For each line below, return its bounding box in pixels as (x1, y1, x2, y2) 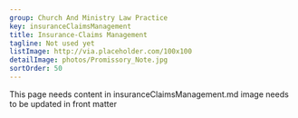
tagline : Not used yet (9, 38, 95, 48)
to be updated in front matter (9, 98, 118, 109)
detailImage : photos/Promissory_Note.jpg (9, 55, 168, 64)
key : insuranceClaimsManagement (9, 22, 131, 31)
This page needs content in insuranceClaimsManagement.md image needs (9, 88, 290, 100)
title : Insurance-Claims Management (9, 30, 148, 39)
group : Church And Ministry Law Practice (9, 13, 168, 23)
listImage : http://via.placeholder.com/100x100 (9, 47, 193, 56)
